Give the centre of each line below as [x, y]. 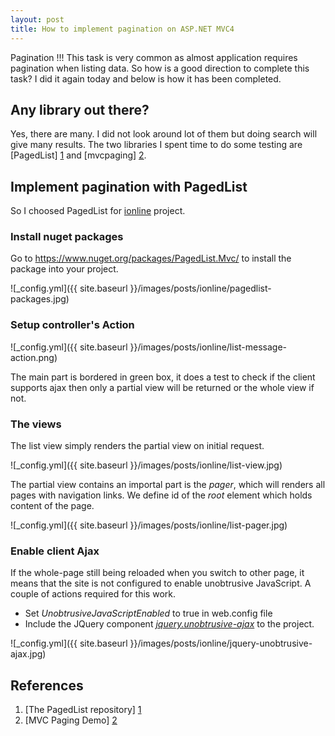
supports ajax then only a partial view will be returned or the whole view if [162, 387]
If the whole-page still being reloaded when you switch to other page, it [157, 573]
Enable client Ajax [55, 551]
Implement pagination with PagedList [129, 186]
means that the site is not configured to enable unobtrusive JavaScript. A [161, 583]
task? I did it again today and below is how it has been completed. [146, 78]
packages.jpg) [40, 299]
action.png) [34, 357]
